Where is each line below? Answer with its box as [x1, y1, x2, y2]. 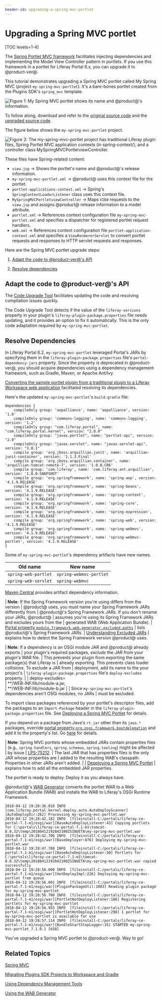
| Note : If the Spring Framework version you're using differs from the [5, 599, 141, 605]
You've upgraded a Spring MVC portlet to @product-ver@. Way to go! [5, 935, 144, 941]
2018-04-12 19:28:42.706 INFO [5, 833, 66, 839]
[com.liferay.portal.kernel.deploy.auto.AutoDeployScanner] [5, 808, 129, 813]
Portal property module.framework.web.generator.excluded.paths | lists [5, 625, 146, 631]
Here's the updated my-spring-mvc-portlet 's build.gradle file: [5, 394, 129, 400]
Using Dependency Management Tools [5, 981, 82, 986]
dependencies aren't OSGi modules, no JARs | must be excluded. [5, 691, 135, 697]
